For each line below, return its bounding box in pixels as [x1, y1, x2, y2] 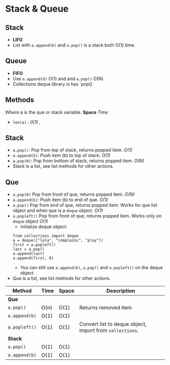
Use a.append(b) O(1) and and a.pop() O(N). [12, 76, 105, 82]
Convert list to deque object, [79, 320, 147, 327]
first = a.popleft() [12, 242, 56, 247]
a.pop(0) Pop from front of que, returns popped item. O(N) [12, 191, 135, 198]
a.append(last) [12, 251, 45, 257]
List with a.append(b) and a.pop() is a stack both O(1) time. [12, 42, 136, 48]
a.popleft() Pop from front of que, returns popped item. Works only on [12, 213, 162, 219]
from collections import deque [12, 234, 79, 239]
